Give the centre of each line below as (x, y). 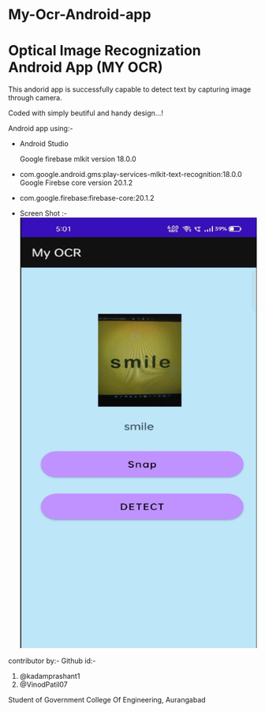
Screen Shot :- (43, 213)
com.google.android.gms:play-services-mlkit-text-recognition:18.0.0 (131, 175)
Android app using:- (41, 129)
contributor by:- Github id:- (52, 661)
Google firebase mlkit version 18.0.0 (78, 159)
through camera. (35, 98)
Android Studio (44, 144)
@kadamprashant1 (50, 676)
